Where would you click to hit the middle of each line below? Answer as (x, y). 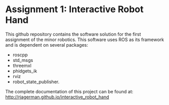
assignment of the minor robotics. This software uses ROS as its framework (85, 40)
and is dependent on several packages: (47, 45)
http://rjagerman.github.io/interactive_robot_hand (57, 97)
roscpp (20, 55)
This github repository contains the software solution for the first (73, 34)
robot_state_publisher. (36, 82)
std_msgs (23, 60)
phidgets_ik (25, 71)
